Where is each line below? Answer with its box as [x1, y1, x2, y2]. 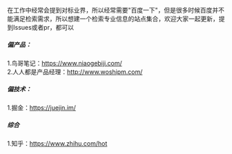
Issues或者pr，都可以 [12, 23, 75, 31]
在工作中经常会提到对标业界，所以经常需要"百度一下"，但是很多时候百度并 [7, 6, 219, 14]
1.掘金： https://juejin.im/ [7, 103, 76, 112]
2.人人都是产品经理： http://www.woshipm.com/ [7, 68, 143, 76]
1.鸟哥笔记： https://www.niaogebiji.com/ [7, 59, 122, 67]
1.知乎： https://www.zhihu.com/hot [7, 139, 108, 147]
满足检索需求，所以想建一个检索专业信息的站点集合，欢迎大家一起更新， [12, 15, 219, 23]
